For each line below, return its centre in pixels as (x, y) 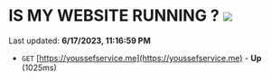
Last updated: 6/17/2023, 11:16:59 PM (79, 40)
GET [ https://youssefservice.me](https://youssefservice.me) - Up (141, 58)
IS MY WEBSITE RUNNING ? (114, 16)
